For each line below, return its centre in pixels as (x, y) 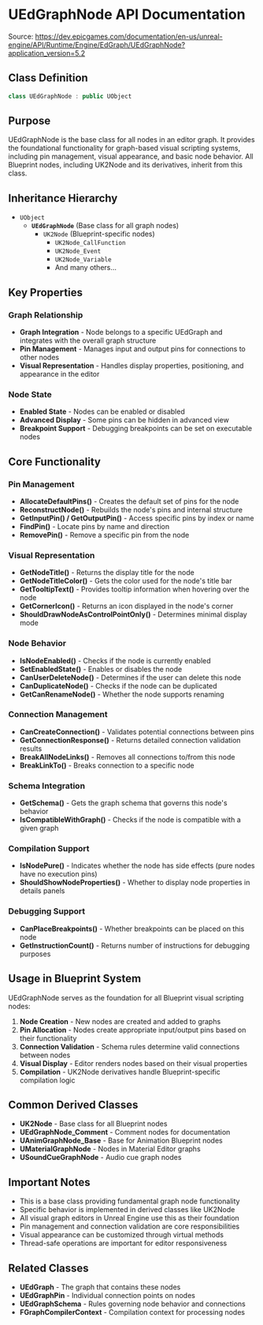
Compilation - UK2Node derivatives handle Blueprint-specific (120, 1072)
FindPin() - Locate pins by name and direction (94, 526)
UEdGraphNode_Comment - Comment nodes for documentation (125, 1132)
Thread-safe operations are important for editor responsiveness (123, 1243)
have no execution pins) (58, 874)
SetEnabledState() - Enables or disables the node (101, 669)
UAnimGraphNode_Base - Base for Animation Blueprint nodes (121, 1141)
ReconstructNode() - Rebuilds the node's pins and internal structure (131, 509)
